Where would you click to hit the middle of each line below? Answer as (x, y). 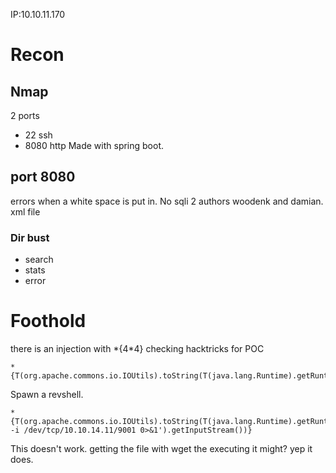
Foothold (48, 321)
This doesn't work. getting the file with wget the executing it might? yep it (161, 449)
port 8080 (43, 177)
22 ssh (38, 135)
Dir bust (30, 237)
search (39, 260)
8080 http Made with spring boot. (94, 145)
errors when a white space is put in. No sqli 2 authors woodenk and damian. (167, 201)
